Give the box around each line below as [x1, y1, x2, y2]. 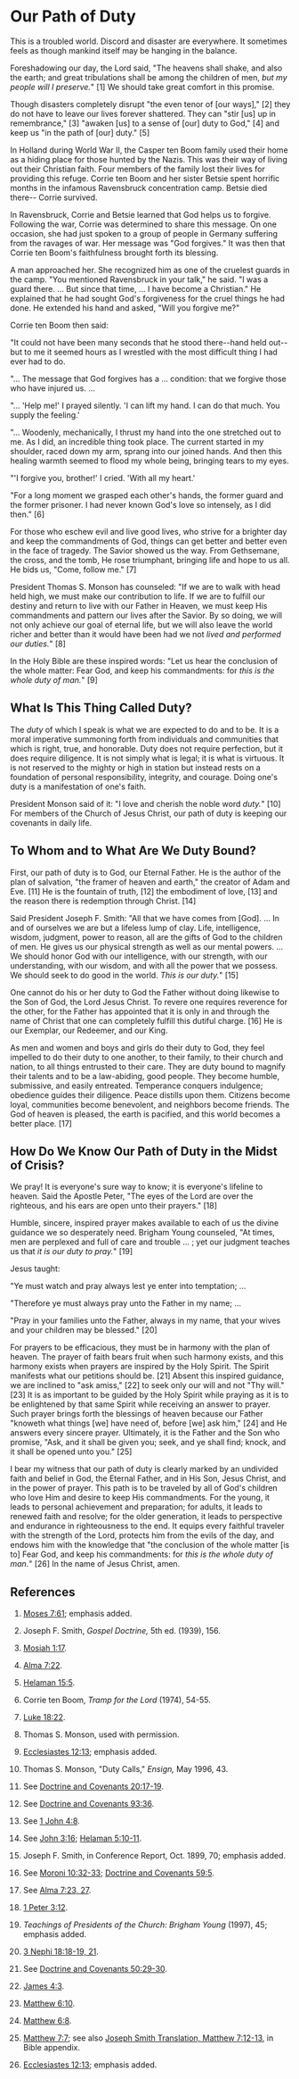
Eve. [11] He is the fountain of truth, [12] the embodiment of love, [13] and [10, 886, 279, 896]
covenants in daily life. [10, 817, 93, 827]
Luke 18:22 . [22, 1712, 66, 1723]
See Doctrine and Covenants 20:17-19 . [22, 1781, 164, 1792]
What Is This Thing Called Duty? [10, 701, 192, 716]
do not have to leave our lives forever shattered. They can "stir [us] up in [10, 108, 277, 119]
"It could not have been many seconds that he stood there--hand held [10, 337, 267, 347]
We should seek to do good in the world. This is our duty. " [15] [10, 969, 239, 980]
